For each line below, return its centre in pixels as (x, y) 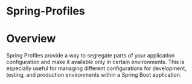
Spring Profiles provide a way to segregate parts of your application (91, 56)
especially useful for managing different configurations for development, (97, 68)
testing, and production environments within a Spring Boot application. (94, 75)
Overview (31, 39)
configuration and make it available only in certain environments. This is (95, 62)
